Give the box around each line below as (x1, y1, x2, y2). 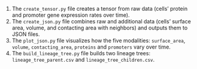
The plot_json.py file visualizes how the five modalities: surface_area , (11, 37, 186, 44)
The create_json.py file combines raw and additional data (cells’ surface (11, 18, 192, 25)
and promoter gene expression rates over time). (11, 11, 130, 19)
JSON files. (11, 31, 40, 38)
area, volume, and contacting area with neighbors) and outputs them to (11, 24, 188, 31)
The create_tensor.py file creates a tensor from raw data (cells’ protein (11, 5, 187, 12)
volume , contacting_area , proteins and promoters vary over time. (11, 43, 171, 50)
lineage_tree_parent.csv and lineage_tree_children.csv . (11, 56, 155, 63)
